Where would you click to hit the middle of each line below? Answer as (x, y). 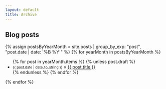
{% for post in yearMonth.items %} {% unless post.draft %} (74, 62)
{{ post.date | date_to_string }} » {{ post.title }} (54, 67)
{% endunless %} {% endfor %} (45, 72)
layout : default (22, 10)
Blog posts (22, 35)
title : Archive (21, 14)
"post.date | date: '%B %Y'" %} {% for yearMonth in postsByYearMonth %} (83, 52)
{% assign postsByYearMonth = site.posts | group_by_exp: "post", (73, 47)
